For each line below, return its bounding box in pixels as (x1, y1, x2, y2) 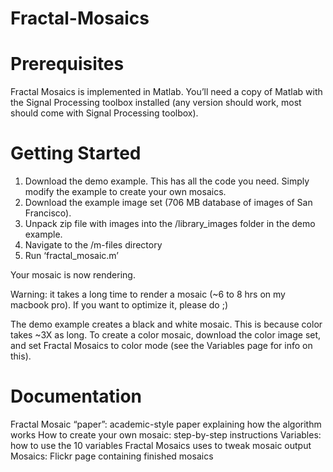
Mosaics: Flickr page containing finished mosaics (10, 450, 214, 462)
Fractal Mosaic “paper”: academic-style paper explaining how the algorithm (10, 418, 322, 430)
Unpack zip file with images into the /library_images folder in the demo (24, 218, 316, 230)
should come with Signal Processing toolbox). (10, 107, 199, 119)
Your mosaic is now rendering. (10, 269, 136, 281)
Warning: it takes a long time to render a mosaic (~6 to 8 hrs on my (10, 288, 286, 301)
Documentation (10, 385, 143, 408)
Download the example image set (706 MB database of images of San (24, 197, 313, 209)
